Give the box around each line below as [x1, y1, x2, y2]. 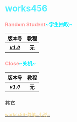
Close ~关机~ [5, 61, 36, 67]
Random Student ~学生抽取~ [5, 21, 73, 28]
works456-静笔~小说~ [5, 112, 50, 118]
